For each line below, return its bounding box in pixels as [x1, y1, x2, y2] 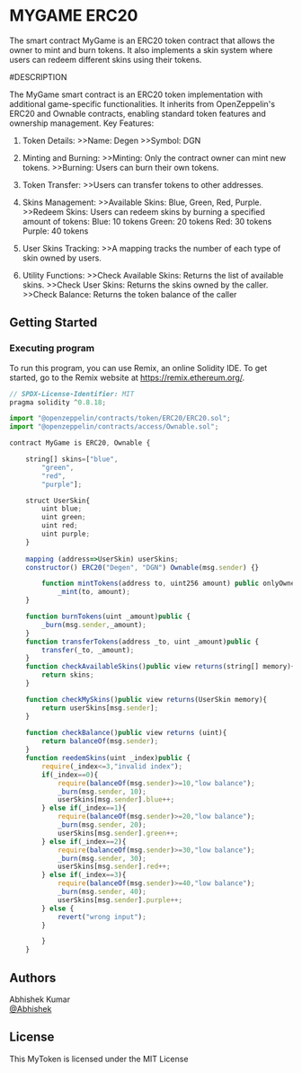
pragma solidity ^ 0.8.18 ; [9, 397, 106, 407]
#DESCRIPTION [9, 71, 67, 82]
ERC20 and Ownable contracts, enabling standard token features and [9, 108, 267, 119]
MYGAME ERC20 [9, 5, 138, 26]
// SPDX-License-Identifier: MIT [9, 389, 135, 398]
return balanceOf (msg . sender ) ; [41, 737, 159, 746]
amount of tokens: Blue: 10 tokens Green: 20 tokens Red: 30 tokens [22, 216, 272, 226]
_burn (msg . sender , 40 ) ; [57, 887, 147, 896]
